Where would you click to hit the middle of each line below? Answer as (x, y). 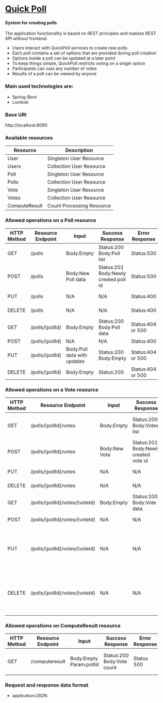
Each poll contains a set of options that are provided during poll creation (84, 53)
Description (79, 150)
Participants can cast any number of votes (54, 68)
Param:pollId (84, 665)
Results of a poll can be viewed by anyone (54, 74)
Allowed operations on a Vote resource (52, 390)
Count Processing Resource (79, 206)
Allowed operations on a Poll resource (50, 220)
